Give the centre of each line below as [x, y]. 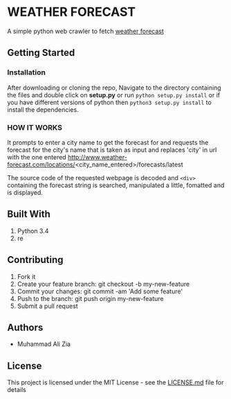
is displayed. [25, 192]
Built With [29, 214]
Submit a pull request [47, 306]
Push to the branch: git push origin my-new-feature [90, 298]
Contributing [35, 260]
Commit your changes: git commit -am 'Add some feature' [100, 291]
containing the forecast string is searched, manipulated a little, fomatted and [116, 185]
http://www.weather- [98, 157]
